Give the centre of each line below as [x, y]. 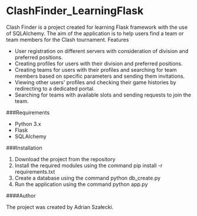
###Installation [24, 148]
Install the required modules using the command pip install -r [88, 165]
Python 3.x [28, 124]
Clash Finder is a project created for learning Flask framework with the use [97, 27]
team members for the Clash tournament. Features [68, 39]
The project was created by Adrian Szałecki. [60, 207]
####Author [21, 195]
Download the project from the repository [65, 159]
